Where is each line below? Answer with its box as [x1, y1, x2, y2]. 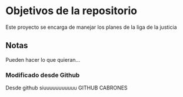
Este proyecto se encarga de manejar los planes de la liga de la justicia [5, 24, 177, 31]
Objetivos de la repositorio [5, 4, 138, 18]
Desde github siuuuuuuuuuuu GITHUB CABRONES [5, 84, 128, 92]
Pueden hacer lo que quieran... [5, 56, 81, 63]
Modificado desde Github [5, 71, 80, 79]
